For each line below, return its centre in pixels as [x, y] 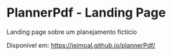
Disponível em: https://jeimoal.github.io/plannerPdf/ [81, 45]
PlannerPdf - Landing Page [86, 13]
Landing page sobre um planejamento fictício [72, 32]
